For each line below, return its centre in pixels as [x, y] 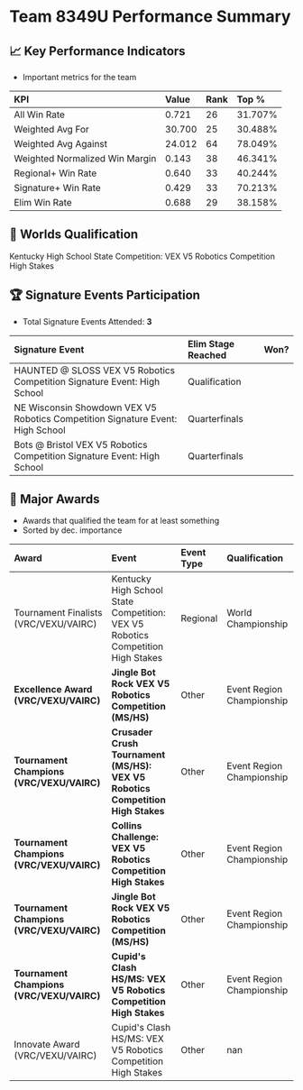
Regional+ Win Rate [55, 173]
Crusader [132, 732]
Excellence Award [53, 690]
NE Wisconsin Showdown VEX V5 [86, 408]
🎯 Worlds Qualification [74, 235]
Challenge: [135, 838]
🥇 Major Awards [55, 499]
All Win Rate [40, 114]
